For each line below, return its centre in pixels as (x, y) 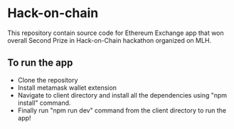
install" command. (44, 103)
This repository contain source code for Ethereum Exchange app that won (116, 33)
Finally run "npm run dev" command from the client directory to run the (122, 110)
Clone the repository (48, 80)
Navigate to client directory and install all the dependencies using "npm (122, 95)
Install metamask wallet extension (67, 88)
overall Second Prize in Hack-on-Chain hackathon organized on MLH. (110, 40)
